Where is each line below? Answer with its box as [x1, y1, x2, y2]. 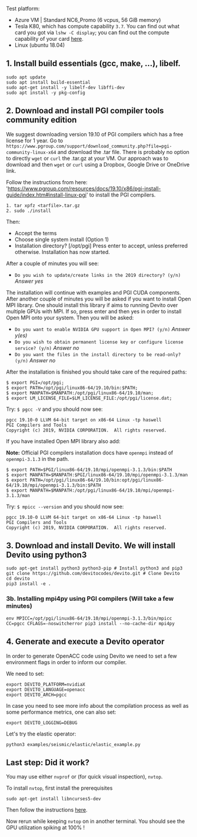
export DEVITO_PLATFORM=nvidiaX [6, 681, 85, 687]
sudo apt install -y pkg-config [6, 90, 85, 96]
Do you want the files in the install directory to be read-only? [14, 351, 181, 358]
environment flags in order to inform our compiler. [6, 658, 127, 666]
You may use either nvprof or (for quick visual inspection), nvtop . [6, 773, 163, 780]
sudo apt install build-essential [6, 79, 91, 85]
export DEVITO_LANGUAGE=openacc [6, 686, 85, 692]
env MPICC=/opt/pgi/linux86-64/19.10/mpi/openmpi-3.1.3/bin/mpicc [6, 615, 172, 622]
